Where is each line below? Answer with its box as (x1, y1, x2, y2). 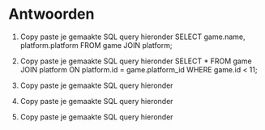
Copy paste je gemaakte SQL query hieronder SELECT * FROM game (19, 56, 253, 66)
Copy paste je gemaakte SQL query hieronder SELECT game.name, (19, 32, 246, 41)
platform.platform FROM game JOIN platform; (19, 40, 173, 50)
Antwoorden (8, 5, 95, 24)
